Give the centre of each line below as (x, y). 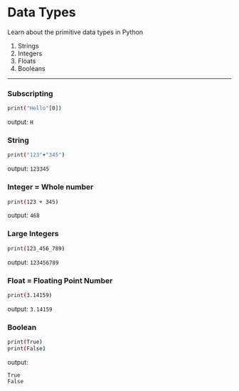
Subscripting (30, 93)
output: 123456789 (33, 262)
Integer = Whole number (51, 187)
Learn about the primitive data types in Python (75, 32)
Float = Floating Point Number (60, 280)
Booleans (31, 68)
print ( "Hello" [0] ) (34, 108)
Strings (28, 45)
